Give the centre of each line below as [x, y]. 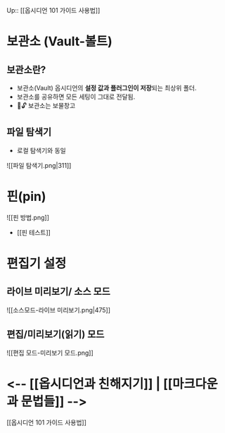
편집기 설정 [37, 263]
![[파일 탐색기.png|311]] [39, 165]
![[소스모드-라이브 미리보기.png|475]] [58, 310]
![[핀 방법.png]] [28, 217]
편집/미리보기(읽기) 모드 [56, 335]
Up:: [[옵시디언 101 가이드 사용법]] [53, 10]
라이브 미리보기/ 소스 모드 [58, 292]
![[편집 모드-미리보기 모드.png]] [50, 353]
